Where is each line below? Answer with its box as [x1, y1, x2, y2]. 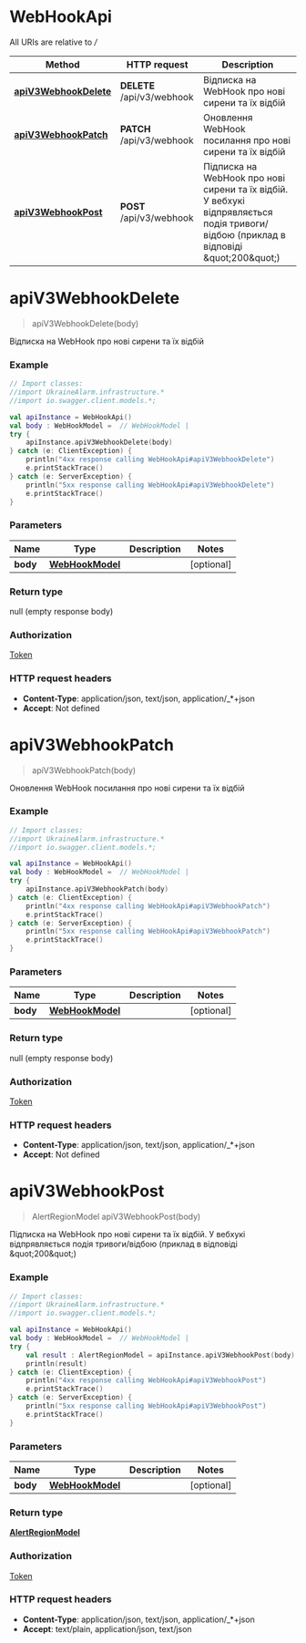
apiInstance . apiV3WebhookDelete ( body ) [25, 438, 173, 448]
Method [45, 57, 80, 70]
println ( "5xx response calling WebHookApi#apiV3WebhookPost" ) [25, 1401, 267, 1410]
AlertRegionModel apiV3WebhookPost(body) [31, 1211, 201, 1223]
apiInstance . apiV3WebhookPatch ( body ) [25, 884, 169, 894]
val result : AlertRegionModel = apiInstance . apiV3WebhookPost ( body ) [25, 1350, 296, 1359]
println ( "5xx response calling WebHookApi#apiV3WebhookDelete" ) [25, 480, 275, 490]
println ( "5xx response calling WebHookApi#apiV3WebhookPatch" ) [25, 927, 271, 936]
